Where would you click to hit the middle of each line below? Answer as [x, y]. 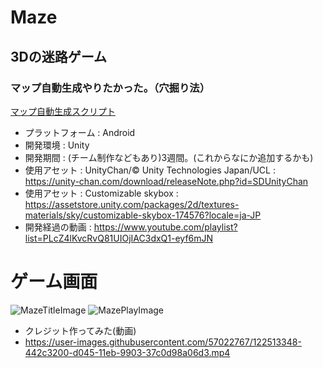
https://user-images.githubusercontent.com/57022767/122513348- [163, 342]
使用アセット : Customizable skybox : [101, 193]
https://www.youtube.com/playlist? [165, 227]
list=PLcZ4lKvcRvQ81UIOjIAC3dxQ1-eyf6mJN [119, 238]
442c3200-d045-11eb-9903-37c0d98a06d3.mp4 [127, 352]
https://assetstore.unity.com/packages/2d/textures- [132, 204]
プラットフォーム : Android [80, 132]
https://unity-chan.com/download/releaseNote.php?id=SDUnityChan [166, 181]
